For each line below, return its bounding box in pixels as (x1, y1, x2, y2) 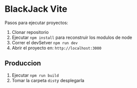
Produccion (4, 59, 42, 67)
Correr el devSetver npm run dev (11, 39, 78, 45)
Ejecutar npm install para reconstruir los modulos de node (11, 34, 132, 40)
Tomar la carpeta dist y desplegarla (11, 77, 85, 83)
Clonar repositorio (11, 29, 49, 35)
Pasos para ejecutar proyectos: (4, 20, 69, 26)
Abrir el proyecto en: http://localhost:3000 (11, 45, 102, 51)
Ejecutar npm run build (11, 72, 59, 78)
